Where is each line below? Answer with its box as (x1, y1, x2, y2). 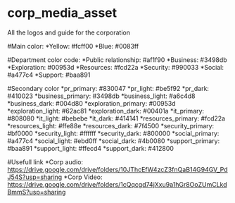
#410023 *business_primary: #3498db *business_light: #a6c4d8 (7, 92, 196, 100)
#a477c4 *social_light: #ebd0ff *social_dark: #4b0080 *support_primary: (7, 136, 220, 145)
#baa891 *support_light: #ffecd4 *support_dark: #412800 (7, 144, 174, 152)
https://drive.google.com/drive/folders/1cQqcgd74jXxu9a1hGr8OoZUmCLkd (7, 180, 227, 188)
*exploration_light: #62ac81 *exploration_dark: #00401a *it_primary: (7, 106, 205, 115)
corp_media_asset (7, 5, 118, 21)
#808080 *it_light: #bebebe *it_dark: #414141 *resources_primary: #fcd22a (7, 114, 226, 123)
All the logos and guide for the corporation (7, 28, 130, 37)
